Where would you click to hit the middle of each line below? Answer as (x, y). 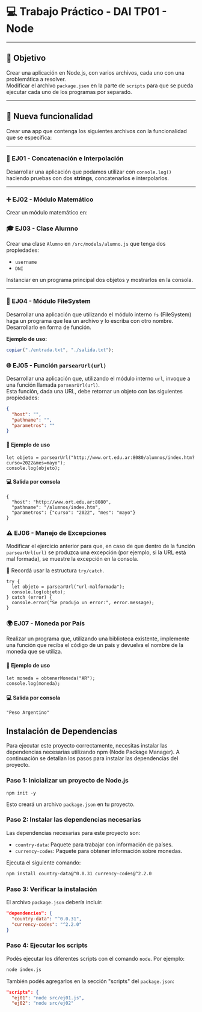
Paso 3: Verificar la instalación (52, 889)
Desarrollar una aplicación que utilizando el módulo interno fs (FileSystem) (99, 314)
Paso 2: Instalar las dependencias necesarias (74, 820)
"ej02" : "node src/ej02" (43, 1004)
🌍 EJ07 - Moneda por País (46, 623)
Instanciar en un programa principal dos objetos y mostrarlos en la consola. (100, 280)
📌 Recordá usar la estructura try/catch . (55, 570)
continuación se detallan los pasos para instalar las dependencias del (92, 758)
